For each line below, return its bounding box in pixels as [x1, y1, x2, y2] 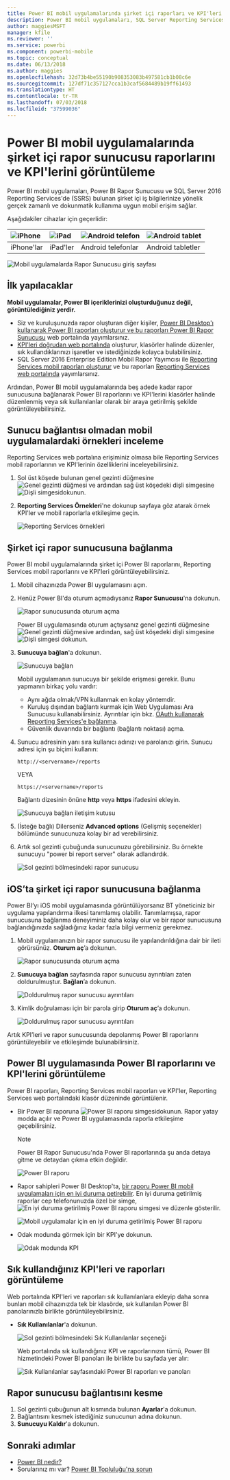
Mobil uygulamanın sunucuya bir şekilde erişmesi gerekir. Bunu [16, 675, 195, 683]
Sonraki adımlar [7, 1440, 76, 1451]
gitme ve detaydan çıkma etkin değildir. [16, 1155, 128, 1164]
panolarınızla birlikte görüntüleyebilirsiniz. [7, 1307, 125, 1315]
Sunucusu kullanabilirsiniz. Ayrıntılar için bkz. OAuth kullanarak [27, 710, 204, 718]
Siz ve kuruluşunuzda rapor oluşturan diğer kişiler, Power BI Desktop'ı [16, 318, 214, 327]
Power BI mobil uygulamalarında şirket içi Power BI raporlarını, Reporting [7, 560, 212, 568]
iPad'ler [49, 242, 75, 252]
